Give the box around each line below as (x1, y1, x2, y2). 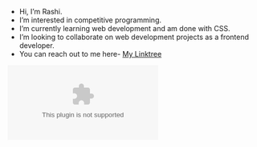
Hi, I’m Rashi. (18, 7, 63, 16)
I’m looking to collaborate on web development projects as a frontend (18, 32, 250, 42)
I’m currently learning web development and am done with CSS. (18, 24, 230, 33)
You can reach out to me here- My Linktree (18, 50, 162, 58)
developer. (18, 41, 55, 50)
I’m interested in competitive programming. (18, 15, 162, 25)
